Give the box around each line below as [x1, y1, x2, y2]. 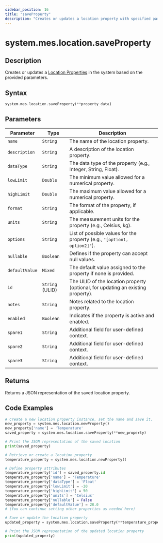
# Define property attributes [5, 466, 66, 471]
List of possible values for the [69, 230, 137, 236]
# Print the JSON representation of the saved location [5, 439, 120, 444]
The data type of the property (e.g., [69, 159, 150, 166]
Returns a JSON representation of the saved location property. [5, 389, 130, 395]
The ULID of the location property [69, 278, 147, 285]
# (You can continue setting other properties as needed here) [5, 506, 136, 512]
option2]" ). [69, 242, 96, 249]
